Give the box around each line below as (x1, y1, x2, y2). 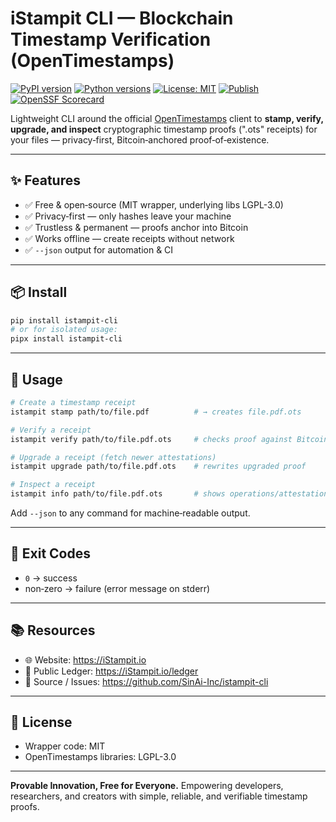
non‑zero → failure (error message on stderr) (24, 582, 211, 594)
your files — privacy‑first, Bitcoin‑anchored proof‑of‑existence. (10, 133, 270, 146)
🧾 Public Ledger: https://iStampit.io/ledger (24, 665, 199, 677)
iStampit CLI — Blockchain (10, 7, 234, 30)
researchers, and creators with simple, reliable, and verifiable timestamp (10, 790, 308, 802)
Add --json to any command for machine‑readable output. (10, 507, 251, 519)
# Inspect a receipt (10, 480, 97, 490)
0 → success (24, 572, 78, 584)
